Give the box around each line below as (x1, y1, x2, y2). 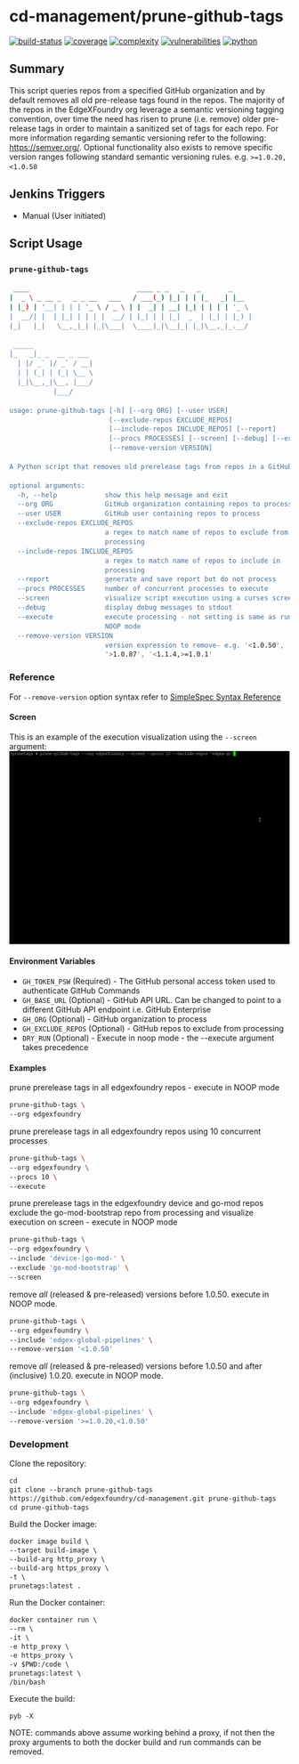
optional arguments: (9, 481, 86, 490)
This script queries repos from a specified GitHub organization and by (9, 85, 265, 95)
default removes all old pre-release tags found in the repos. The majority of (9, 94, 286, 105)
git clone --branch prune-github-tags (9, 1485, 153, 1494)
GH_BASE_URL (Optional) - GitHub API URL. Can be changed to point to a (21, 994, 282, 1005)
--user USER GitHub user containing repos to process (17, 509, 261, 518)
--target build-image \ (9, 1546, 98, 1555)
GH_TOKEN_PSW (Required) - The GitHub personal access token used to (21, 975, 276, 986)
